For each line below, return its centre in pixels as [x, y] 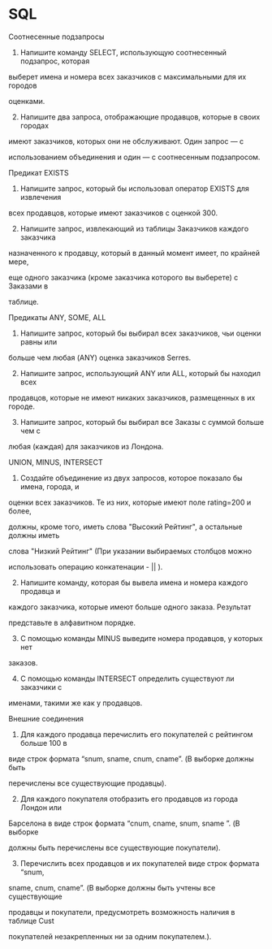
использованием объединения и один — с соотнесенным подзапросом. [134, 157]
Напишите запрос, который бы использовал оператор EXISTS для [135, 188]
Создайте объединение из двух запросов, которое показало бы [131, 478]
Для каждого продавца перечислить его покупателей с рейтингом [136, 734]
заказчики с [41, 687]
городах [35, 125]
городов [23, 85]
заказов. [23, 662]
